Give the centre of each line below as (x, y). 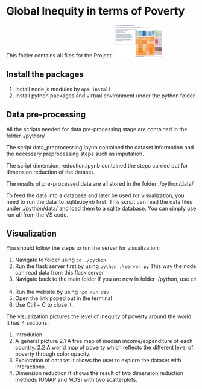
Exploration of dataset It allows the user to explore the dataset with (98, 361)
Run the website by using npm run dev (62, 292)
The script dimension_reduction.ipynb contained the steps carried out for (97, 165)
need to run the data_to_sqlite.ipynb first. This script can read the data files (99, 201)
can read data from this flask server (59, 273)
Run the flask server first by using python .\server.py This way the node (106, 266)
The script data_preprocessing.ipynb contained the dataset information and (100, 147)
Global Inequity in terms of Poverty (96, 11)
